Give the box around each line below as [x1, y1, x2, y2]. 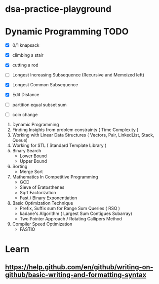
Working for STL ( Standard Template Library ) [12, 142, 107, 148]
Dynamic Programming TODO [5, 26, 129, 37]
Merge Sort [19, 169, 43, 175]
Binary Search [12, 147, 41, 153]
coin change [12, 111, 38, 117]
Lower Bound [19, 153, 47, 159]
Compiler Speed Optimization [12, 221, 73, 227]
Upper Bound [19, 158, 47, 164]
